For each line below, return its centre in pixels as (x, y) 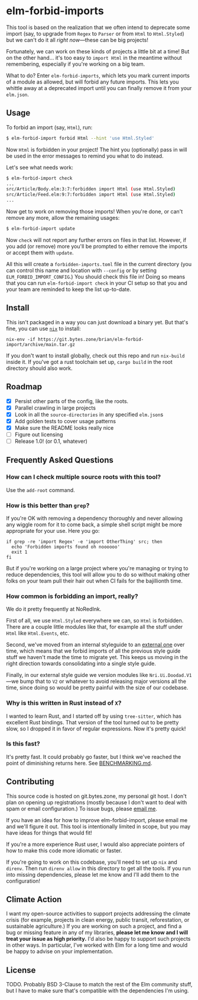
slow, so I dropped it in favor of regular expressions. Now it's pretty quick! (96, 729)
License (21, 970)
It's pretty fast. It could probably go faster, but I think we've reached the (94, 756)
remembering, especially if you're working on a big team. (76, 64)
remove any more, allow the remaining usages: (63, 218)
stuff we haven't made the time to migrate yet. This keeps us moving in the (97, 657)
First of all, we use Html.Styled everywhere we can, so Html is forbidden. (95, 621)
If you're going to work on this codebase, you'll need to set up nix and (92, 862)
